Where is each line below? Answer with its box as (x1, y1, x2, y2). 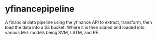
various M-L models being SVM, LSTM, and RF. (5, 29, 100, 35)
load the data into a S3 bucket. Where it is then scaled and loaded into (5, 24, 145, 30)
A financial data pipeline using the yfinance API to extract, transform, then (5, 19, 152, 25)
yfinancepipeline (5, 3, 75, 14)
